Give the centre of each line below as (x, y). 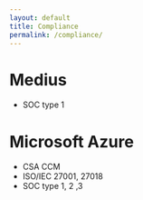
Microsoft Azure (71, 141)
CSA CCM (41, 167)
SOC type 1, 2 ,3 (52, 186)
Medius (38, 80)
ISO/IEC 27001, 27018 (63, 176)
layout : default (40, 18)
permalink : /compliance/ (56, 35)
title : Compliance (44, 26)
